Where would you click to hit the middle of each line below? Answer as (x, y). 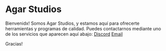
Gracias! (14, 43)
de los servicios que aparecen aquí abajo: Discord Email (64, 34)
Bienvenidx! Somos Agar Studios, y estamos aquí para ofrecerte (73, 23)
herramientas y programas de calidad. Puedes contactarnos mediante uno (83, 28)
